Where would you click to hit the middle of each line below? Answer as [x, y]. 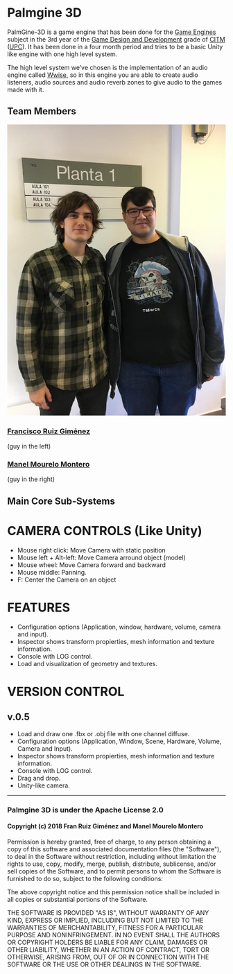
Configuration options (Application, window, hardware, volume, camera [119, 627]
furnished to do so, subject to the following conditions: [85, 878]
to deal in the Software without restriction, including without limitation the [112, 856]
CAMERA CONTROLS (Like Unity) [105, 531]
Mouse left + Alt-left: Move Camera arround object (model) [101, 557]
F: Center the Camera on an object [67, 580]
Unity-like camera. [44, 785]
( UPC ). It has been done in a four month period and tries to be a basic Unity [115, 46]
